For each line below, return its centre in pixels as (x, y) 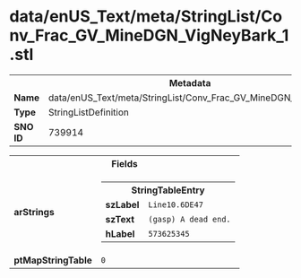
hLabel (120, 233)
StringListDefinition (89, 112)
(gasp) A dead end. (189, 219)
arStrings (34, 212)
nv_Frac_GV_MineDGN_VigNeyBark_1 (149, 35)
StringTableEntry (168, 190)
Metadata (190, 83)
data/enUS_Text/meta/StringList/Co (146, 17)
